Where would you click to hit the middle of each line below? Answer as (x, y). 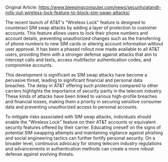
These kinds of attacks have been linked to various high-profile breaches (81, 96)
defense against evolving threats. (40, 154)
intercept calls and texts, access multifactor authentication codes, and (78, 60)
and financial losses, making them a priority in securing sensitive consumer (83, 102)
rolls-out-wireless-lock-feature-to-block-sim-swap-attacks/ (68, 13)
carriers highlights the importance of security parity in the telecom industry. (84, 91)
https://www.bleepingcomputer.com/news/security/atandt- (100, 7)
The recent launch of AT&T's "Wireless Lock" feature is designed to (75, 22)
